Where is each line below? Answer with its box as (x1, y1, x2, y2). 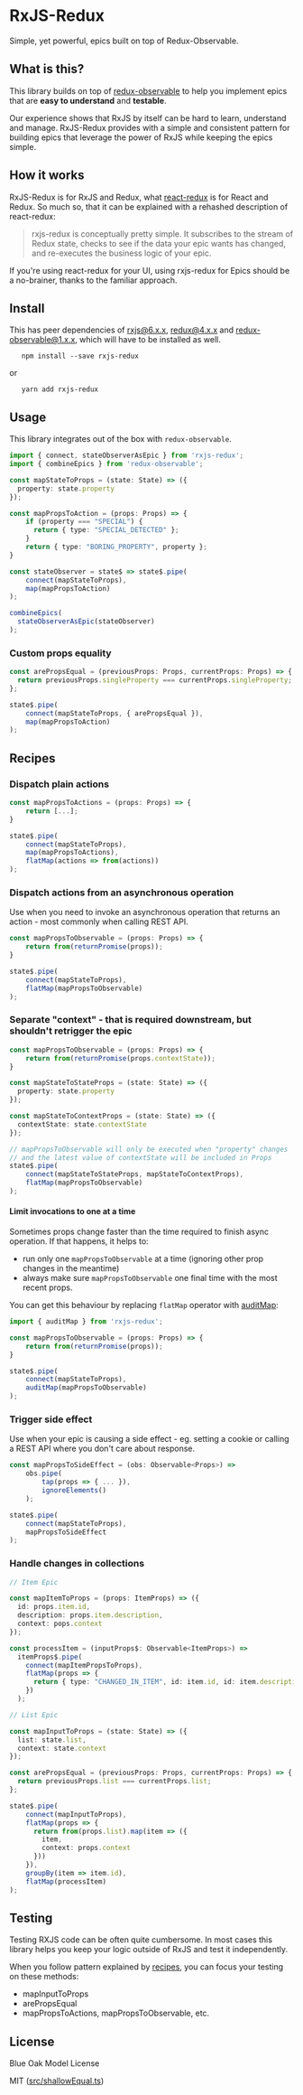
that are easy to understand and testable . (9, 95, 167, 106)
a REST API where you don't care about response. (9, 1443, 196, 1454)
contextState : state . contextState (17, 1119, 147, 1129)
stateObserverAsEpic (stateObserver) (17, 617, 155, 626)
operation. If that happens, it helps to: (9, 1236, 149, 1247)
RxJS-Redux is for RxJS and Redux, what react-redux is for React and (9, 192, 269, 202)
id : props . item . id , (17, 1603, 91, 1612)
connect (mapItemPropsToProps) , (25, 1660, 143, 1669)
